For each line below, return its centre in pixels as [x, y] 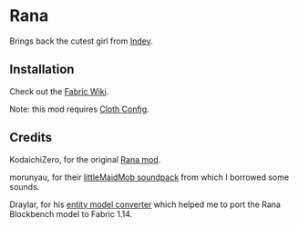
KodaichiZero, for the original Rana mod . [85, 159]
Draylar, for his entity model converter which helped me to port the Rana [145, 204]
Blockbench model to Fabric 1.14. [71, 213]
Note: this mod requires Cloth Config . [80, 109]
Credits [31, 138]
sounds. [25, 186]
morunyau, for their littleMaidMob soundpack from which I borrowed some [149, 177]
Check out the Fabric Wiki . [59, 91]
